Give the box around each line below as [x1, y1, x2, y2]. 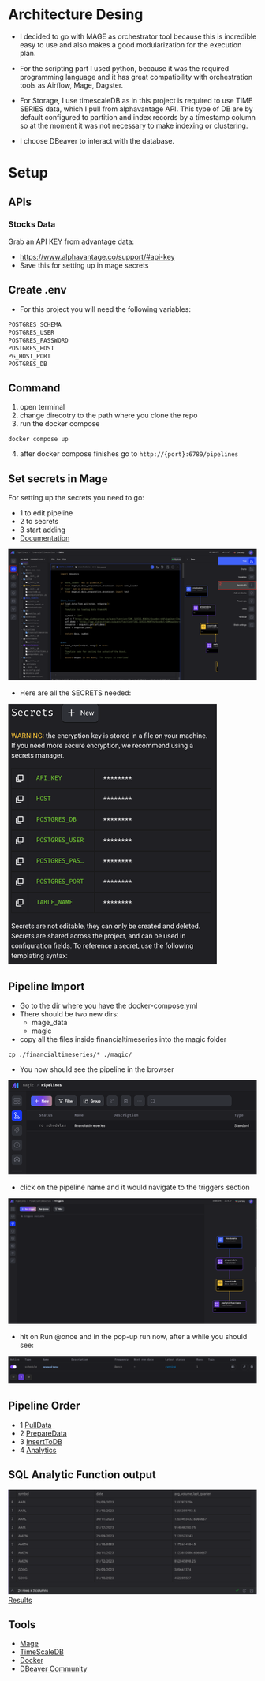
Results [8, 1595, 33, 1604]
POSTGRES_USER [8, 328, 55, 336]
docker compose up [8, 436, 69, 444]
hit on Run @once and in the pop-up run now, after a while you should [19, 1331, 248, 1341]
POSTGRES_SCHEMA [8, 320, 62, 328]
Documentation [19, 534, 70, 543]
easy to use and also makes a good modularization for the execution [19, 39, 242, 49]
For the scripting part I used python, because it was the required [19, 63, 230, 73]
